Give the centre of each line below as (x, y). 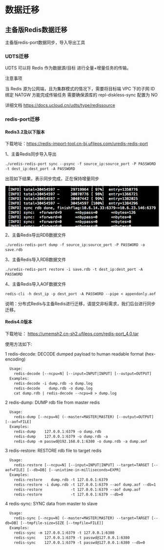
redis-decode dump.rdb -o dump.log (53, 388)
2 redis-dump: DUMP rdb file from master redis (52, 402)
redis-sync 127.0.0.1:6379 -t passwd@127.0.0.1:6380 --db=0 (80, 543)
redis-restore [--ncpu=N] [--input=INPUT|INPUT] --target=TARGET (82, 465)
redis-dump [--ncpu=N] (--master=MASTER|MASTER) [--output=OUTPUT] (84, 417)
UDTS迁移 (17, 56)
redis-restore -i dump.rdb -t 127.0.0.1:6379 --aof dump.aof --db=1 (85, 485)
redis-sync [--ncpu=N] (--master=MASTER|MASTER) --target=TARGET (82, 518)
